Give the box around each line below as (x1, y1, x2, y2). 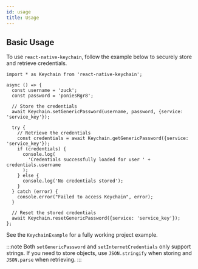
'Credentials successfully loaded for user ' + (28, 156, 151, 163)
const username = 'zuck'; (12, 88, 78, 94)
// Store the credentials (12, 103, 78, 110)
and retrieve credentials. (6, 60, 67, 67)
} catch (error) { (12, 189, 59, 195)
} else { (17, 173, 39, 179)
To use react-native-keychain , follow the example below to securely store (6, 53, 193, 61)
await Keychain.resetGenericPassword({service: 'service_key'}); (12, 215, 181, 222)
